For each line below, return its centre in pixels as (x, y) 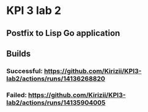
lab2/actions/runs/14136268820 (56, 79)
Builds (19, 53)
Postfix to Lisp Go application (63, 33)
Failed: (17, 95)
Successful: (24, 71)
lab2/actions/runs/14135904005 (56, 102)
